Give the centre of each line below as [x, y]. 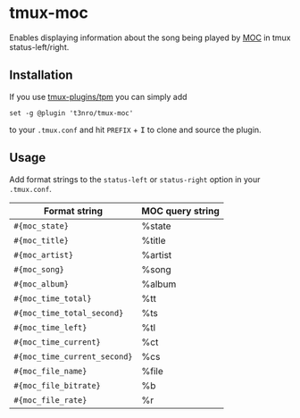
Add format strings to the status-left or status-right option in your [135, 179]
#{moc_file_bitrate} [57, 385]
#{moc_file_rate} [50, 400]
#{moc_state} [42, 226]
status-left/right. [39, 46]
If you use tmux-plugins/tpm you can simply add [98, 96]
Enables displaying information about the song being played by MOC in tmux [150, 38]
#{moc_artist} [44, 255]
